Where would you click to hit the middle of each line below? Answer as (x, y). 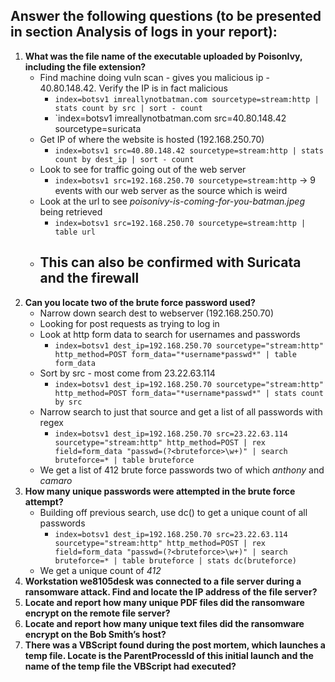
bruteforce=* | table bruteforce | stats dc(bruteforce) (175, 560)
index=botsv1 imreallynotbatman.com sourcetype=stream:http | (187, 99)
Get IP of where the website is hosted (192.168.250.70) (152, 139)
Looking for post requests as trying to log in (129, 323)
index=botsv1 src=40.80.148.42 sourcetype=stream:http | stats (189, 150)
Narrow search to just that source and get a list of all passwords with (181, 411)
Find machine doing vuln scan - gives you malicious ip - (154, 77)
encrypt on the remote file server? (97, 613)
